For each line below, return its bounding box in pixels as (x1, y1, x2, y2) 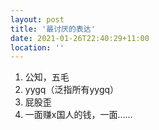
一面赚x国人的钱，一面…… (24, 109, 133, 121)
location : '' (10, 42, 65, 53)
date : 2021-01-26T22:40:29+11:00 (10, 33, 150, 43)
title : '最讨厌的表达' (10, 24, 96, 34)
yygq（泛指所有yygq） (24, 84, 120, 96)
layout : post (10, 14, 65, 25)
